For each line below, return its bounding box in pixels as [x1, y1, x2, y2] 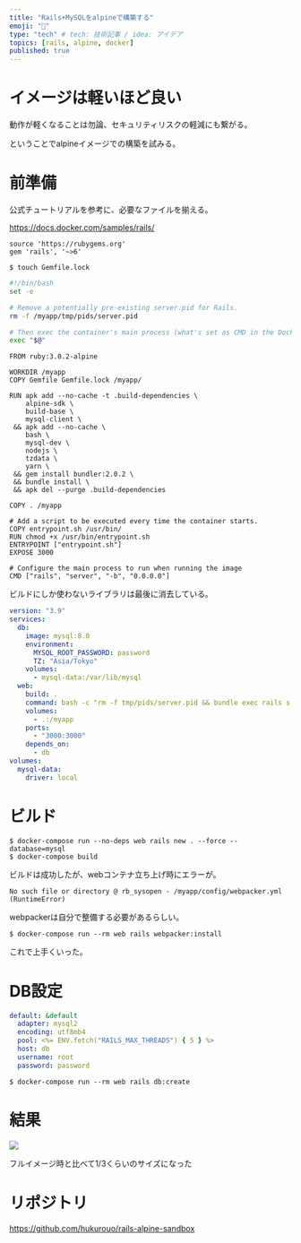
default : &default [9, 1011, 78, 1020]
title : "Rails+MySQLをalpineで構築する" [9, 13, 154, 22]
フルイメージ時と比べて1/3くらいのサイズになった [9, 1158, 193, 1169]
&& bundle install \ [13, 478, 90, 487]
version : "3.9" [9, 607, 66, 616]
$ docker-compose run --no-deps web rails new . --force [9, 836, 227, 845]
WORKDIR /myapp [9, 368, 66, 377]
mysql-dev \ [25, 438, 70, 448]
